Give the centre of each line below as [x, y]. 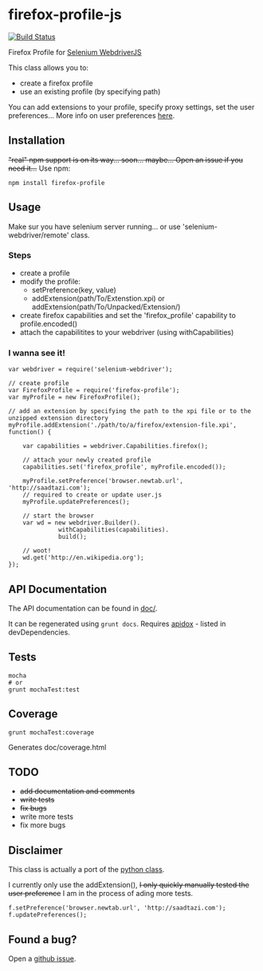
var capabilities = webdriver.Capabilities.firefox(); [116, 446]
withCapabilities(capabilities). [114, 530]
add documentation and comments [77, 792]
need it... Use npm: [39, 168]
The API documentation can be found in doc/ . [83, 608]
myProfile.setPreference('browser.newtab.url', [103, 481]
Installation [37, 141]
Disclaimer [35, 850]
